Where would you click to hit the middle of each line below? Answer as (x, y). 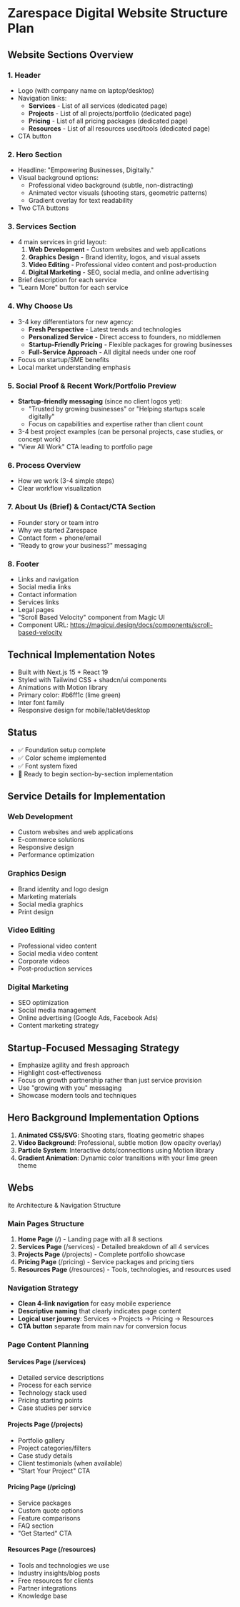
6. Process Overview (44, 465)
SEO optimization (43, 1003)
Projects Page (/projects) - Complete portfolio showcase (101, 1254)
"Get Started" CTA (45, 1533)
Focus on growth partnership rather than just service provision (110, 1080)
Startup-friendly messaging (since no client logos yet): (100, 401)
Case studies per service (54, 1408)
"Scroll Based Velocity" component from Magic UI (91, 617)
